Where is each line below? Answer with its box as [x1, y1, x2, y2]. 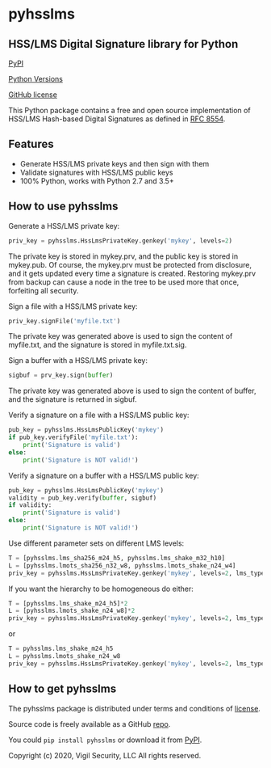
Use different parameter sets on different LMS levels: [8, 538, 185, 548]
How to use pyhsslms [8, 200, 119, 213]
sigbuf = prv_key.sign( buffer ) [8, 371, 114, 380]
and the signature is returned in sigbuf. [8, 395, 137, 404]
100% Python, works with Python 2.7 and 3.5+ [19, 175, 175, 186]
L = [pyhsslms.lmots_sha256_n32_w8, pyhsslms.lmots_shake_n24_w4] [8, 561, 236, 570]
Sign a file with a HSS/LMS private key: [8, 301, 139, 311]
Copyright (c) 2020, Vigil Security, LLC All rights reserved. [8, 750, 202, 760]
